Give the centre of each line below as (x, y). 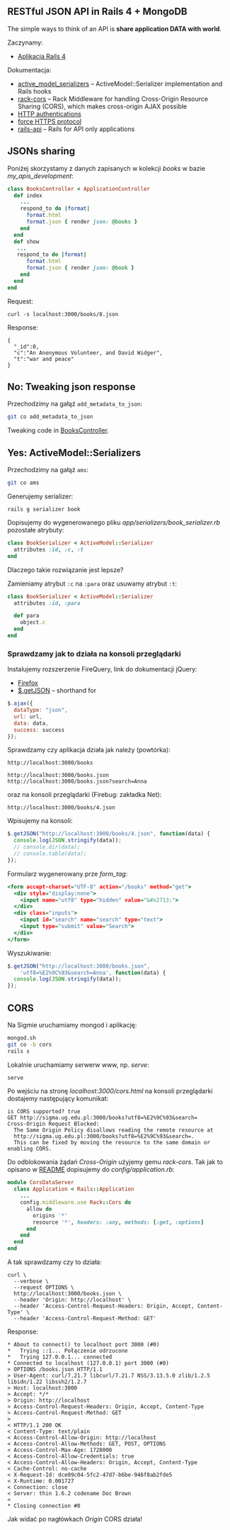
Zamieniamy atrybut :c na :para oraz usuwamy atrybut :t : (92, 583)
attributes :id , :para (47, 603)
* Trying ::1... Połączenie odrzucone (68, 1351)
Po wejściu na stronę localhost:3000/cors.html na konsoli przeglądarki (110, 1091)
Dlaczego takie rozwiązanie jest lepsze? (65, 569)
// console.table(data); (50, 854)
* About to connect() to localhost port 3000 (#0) (84, 1345)
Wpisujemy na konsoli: (40, 821)
